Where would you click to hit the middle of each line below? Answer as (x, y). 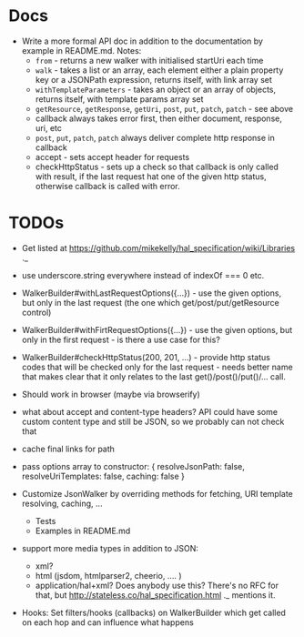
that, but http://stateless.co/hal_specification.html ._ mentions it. (155, 595)
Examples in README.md (83, 531)
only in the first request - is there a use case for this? (121, 339)
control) (36, 312)
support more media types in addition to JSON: (110, 548)
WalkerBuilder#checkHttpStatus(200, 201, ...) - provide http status (146, 357)
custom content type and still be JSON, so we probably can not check (153, 421)
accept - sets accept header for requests (112, 157)
